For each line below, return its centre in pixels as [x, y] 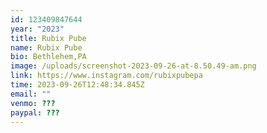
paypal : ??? [35, 112]
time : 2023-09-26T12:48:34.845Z [77, 85]
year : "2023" [37, 29]
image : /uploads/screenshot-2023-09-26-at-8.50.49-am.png [133, 66]
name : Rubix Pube [46, 47]
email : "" [31, 94]
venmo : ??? [33, 103]
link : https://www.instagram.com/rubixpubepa [106, 76]
